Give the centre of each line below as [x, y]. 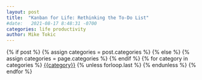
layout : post [23, 12]
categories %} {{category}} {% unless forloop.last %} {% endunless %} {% [101, 65]
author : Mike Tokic [31, 35]
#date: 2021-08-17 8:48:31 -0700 [52, 23]
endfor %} [19, 71]
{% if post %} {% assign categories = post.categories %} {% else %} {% [98, 52]
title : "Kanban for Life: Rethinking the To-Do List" [78, 18]
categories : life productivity [46, 29]
